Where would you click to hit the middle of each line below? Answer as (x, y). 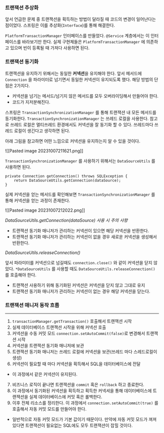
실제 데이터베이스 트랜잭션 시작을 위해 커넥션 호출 (59, 327)
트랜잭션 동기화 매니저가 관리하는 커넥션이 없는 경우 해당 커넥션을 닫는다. (81, 291)
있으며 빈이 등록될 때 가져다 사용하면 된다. (50, 48)
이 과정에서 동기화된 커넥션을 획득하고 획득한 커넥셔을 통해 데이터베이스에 (82, 391)
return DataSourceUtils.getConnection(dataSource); (67, 180)
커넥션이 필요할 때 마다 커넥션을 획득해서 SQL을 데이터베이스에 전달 (76, 364)
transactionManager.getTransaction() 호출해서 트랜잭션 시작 (72, 321)
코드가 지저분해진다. (31, 102)
